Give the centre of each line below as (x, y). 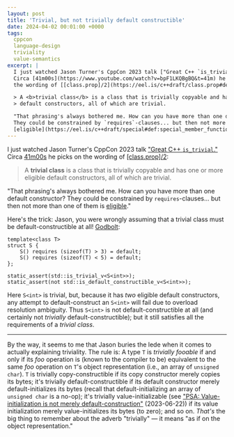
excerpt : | (23, 65)
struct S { (23, 245)
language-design (37, 46)
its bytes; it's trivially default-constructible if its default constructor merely (114, 381)
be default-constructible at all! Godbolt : (64, 226)
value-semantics (37, 59)
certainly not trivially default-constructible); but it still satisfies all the (106, 317)
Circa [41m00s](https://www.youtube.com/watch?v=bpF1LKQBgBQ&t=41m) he (120, 78)
